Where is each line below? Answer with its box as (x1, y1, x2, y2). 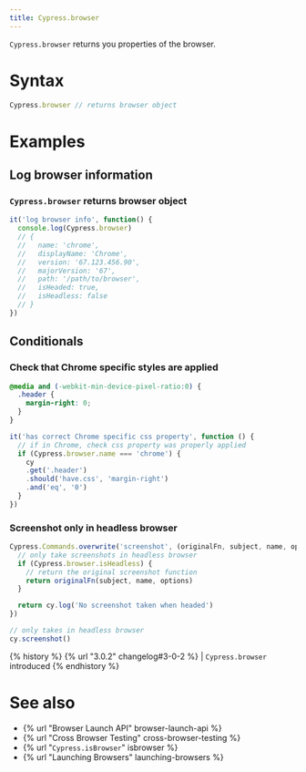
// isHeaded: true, (17, 283, 100, 293)
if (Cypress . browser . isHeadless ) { (17, 559, 153, 568)
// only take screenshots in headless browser (17, 551, 198, 560)
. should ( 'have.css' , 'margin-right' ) (25, 475, 169, 484)
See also (9, 692, 76, 713)
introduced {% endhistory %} (9, 660, 120, 671)
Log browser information (9, 168, 153, 183)
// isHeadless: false (17, 292, 107, 301)
